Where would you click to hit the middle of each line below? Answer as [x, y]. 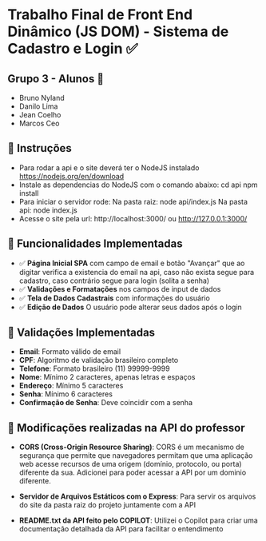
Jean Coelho [40, 115]
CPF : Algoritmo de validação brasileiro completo [99, 360]
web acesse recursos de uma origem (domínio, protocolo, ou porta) [130, 464]
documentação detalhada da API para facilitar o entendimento [121, 529]
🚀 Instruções [40, 148]
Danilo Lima [38, 106]
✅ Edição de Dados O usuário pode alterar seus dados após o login [131, 307]
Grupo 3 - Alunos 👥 [56, 79]
